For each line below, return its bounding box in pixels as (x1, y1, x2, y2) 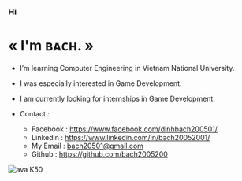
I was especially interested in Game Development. (19, 78, 182, 88)
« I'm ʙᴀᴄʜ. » (8, 37, 95, 55)
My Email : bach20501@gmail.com (31, 141, 144, 150)
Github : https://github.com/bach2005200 (31, 149, 168, 159)
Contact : (19, 109, 50, 118)
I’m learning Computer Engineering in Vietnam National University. (19, 63, 235, 72)
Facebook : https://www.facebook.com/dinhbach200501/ (31, 124, 218, 134)
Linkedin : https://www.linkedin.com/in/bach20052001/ (31, 132, 210, 142)
